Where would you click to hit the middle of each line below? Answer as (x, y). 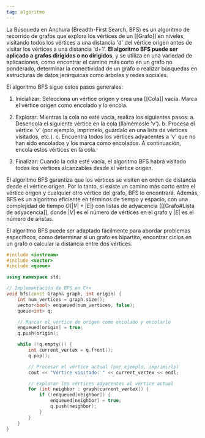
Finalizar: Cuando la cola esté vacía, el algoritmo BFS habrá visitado (101, 161)
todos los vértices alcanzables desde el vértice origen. (84, 168)
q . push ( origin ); (38, 333)
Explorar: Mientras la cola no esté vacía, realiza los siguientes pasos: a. (105, 117)
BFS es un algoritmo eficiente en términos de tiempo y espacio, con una (97, 199)
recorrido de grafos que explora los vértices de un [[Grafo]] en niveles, (96, 36)
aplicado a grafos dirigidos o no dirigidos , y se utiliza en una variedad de (99, 55)
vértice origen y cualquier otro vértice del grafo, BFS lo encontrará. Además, (102, 193)
